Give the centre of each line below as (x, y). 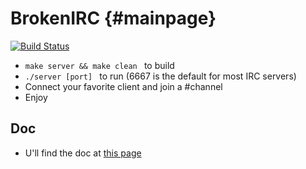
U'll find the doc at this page (83, 153)
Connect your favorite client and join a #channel (123, 86)
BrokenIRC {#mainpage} (113, 18)
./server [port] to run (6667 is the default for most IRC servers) (160, 76)
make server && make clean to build (99, 65)
